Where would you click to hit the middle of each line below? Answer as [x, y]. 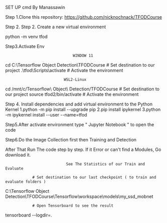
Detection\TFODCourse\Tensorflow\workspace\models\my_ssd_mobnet [79, 197]
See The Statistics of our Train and [105, 164]
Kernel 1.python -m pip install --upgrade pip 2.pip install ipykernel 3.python [83, 109]
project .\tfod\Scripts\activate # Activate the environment [64, 70]
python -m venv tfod [26, 37]
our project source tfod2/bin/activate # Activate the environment [72, 94]
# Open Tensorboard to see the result [73, 206]
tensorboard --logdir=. [29, 215]
